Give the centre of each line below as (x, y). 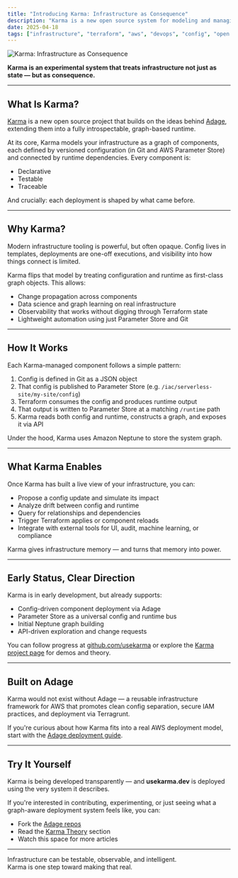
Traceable (32, 187)
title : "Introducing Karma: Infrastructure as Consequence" (98, 14)
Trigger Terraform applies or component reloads (88, 520)
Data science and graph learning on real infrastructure (97, 304)
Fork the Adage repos (49, 823)
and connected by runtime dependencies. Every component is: (99, 158)
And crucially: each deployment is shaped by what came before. (101, 200)
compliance (35, 535)
